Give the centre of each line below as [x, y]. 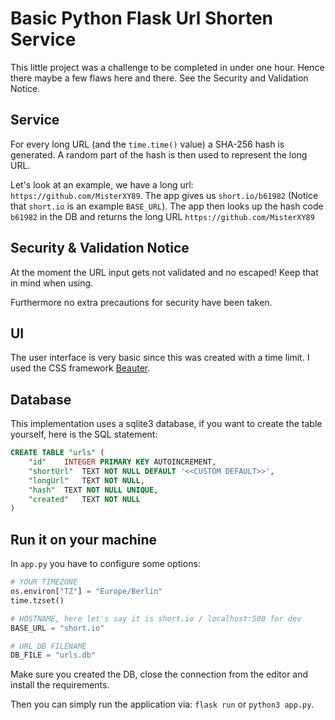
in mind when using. [52, 283]
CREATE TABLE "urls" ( [57, 453]
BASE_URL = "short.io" [57, 628]
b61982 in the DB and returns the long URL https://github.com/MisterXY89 [162, 216]
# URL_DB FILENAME [48, 646]
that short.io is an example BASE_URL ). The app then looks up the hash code [167, 206]
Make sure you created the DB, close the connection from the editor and [159, 674]
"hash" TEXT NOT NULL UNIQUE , [93, 490]
